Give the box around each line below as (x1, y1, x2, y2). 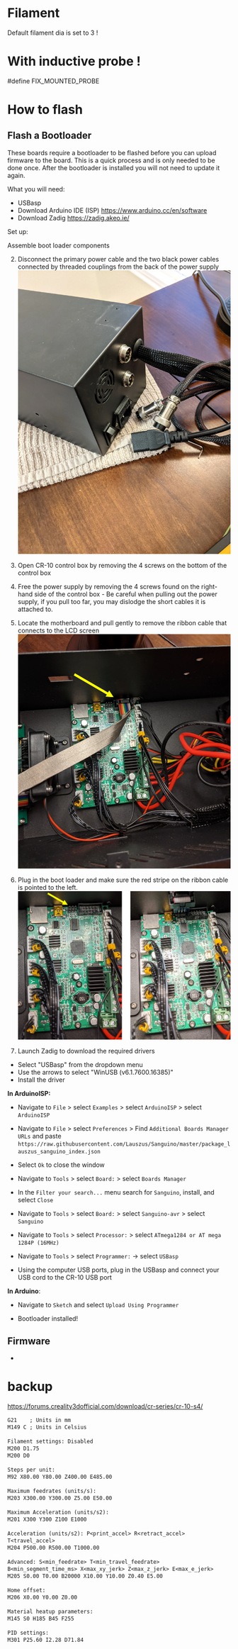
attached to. (17, 605, 53, 614)
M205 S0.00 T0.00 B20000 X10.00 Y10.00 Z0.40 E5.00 (7, 1572, 163, 1580)
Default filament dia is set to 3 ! (7, 28, 98, 37)
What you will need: (7, 184, 65, 193)
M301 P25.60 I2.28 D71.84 (7, 1636, 84, 1643)
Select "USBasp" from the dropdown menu (17, 1061, 143, 1069)
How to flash (7, 101, 84, 118)
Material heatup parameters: (7, 1608, 93, 1615)
